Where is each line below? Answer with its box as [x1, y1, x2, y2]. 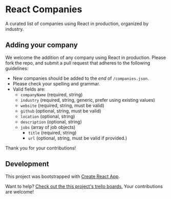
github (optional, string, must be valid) [20, 107, 101, 114]
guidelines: [5, 65, 29, 71]
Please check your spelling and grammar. [12, 80, 100, 86]
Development [5, 160, 50, 168]
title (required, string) [28, 129, 77, 136]
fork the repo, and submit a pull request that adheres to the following [5, 60, 151, 66]
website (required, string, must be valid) [20, 102, 104, 108]
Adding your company [5, 41, 78, 50]
